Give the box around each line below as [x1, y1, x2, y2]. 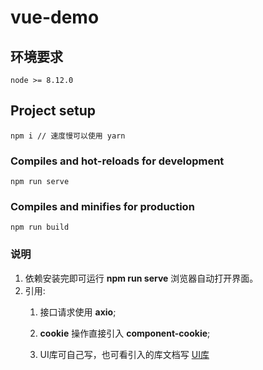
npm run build [10, 222, 70, 233]
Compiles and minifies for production [10, 200, 195, 214]
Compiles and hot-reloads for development [10, 154, 225, 168]
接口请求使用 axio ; [39, 306, 117, 318]
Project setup [10, 102, 97, 120]
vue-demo [10, 6, 100, 29]
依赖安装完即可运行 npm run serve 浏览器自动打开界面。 [24, 272, 259, 284]
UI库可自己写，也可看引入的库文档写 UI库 [39, 348, 210, 360]
